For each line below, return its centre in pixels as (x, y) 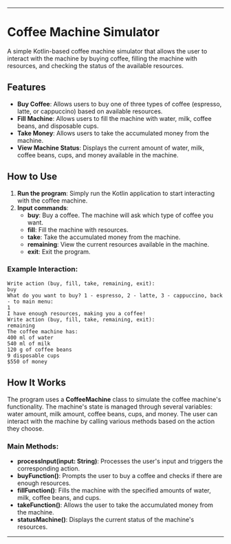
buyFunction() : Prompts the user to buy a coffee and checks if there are (120, 475)
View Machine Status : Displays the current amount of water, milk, (111, 148)
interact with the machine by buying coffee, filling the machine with (102, 58)
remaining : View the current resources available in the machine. (118, 244)
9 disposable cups (33, 355)
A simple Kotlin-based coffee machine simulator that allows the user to (107, 51)
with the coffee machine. (52, 201)
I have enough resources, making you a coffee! (77, 313)
